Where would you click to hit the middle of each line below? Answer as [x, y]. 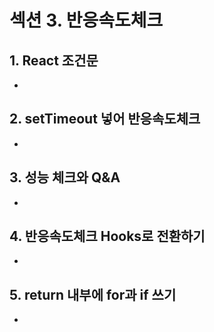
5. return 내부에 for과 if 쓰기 [93, 294]
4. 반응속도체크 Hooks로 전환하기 [107, 236]
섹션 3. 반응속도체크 [86, 20]
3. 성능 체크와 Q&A [65, 177]
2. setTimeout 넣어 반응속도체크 [105, 119]
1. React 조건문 [54, 60]
